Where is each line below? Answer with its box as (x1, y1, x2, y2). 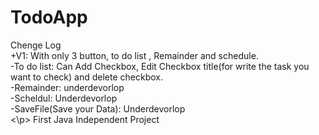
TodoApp (10, 6, 88, 29)
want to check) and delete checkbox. (10, 71, 163, 83)
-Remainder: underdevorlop (10, 81, 125, 93)
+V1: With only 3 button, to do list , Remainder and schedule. (10, 49, 259, 61)
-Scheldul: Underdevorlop (10, 92, 118, 104)
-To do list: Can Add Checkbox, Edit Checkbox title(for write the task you (10, 60, 310, 72)
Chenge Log (10, 39, 62, 51)
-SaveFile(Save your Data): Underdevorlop (10, 102, 186, 115)
